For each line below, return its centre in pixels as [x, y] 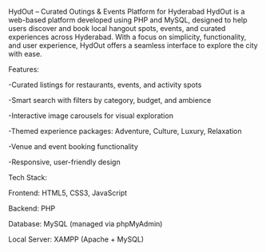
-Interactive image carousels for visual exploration [91, 116]
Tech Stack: [28, 177]
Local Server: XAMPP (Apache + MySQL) [76, 239]
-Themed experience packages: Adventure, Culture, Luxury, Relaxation [125, 131]
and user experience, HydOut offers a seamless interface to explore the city [133, 45]
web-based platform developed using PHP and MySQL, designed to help [128, 20]
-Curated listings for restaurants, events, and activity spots [105, 85]
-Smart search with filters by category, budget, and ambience [110, 100]
